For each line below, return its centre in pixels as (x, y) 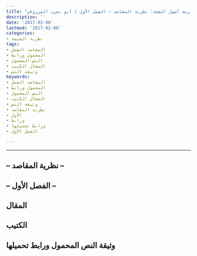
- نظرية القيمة (25, 39)
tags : (13, 45)
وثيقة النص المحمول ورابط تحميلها (61, 245)
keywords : (18, 77)
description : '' (26, 17)
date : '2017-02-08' (30, 22)
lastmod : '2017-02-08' (34, 28)
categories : (21, 33)
